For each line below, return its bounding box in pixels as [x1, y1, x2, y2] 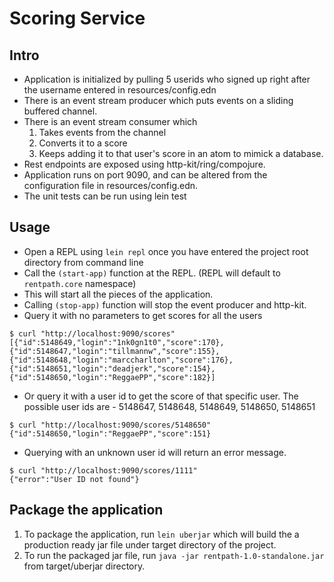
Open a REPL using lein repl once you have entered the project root [23, 245, 309, 257]
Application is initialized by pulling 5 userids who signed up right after [23, 73, 311, 85]
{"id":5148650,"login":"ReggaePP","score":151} [9, 428, 212, 439]
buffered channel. [23, 105, 98, 117]
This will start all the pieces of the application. [23, 288, 214, 300]
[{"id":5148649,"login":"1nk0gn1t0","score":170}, [9, 337, 225, 347]
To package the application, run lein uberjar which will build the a [23, 528, 300, 540]
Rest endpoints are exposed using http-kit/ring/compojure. [23, 158, 266, 170]
